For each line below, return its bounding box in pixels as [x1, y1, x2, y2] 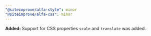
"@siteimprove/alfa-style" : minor [5, 7, 77, 12]
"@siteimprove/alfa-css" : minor [5, 12, 72, 17]
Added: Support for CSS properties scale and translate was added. [5, 25, 146, 31]
